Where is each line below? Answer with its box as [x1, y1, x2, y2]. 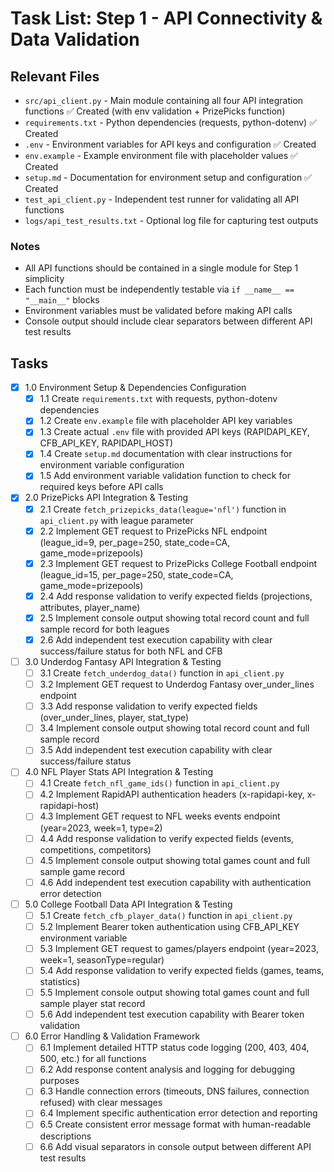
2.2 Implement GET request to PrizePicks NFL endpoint [39, 525, 268, 537]
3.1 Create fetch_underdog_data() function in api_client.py [39, 667, 285, 679]
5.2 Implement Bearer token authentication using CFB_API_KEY [39, 920, 300, 932]
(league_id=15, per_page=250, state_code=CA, [39, 568, 234, 581]
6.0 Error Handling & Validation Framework [24, 1030, 201, 1042]
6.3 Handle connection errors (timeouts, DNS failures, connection [39, 1085, 310, 1097]
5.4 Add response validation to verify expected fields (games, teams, [39, 964, 325, 976]
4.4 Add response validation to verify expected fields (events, [39, 832, 295, 844]
